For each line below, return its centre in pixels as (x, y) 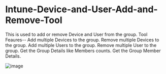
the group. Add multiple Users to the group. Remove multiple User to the (81, 45)
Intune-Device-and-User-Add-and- (82, 9)
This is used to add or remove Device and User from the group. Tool (76, 34)
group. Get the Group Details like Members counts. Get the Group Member (83, 51)
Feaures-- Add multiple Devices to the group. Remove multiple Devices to (82, 40)
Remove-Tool (34, 20)
